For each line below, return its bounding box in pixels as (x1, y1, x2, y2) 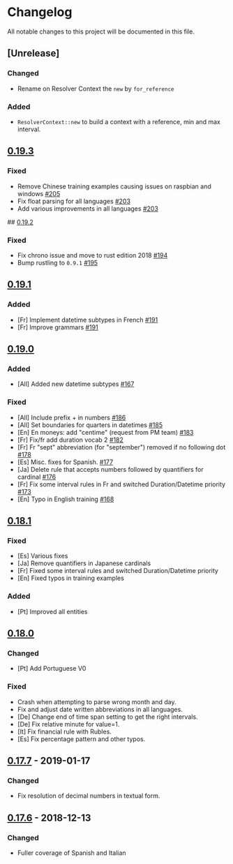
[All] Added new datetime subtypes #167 (17, 380, 135, 388)
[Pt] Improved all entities (17, 607, 88, 616)
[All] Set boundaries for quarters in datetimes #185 (17, 420, 163, 429)
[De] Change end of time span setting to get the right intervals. (17, 713, 198, 721)
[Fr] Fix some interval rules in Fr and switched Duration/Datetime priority (17, 479, 225, 489)
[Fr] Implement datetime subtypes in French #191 (17, 315, 158, 324)
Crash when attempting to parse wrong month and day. (17, 697, 176, 706)
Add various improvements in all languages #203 (17, 204, 159, 213)
